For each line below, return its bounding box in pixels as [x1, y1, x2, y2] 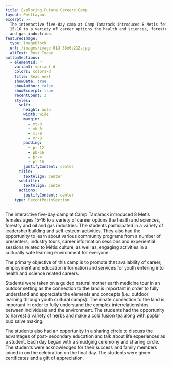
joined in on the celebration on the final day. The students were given [5, 349, 151, 355]
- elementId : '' [10, 60, 44, 65]
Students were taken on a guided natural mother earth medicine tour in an [5, 280, 160, 286]
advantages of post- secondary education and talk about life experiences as [5, 333, 165, 339]
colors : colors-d [14, 69, 51, 75]
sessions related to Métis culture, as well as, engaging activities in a [5, 243, 148, 250]
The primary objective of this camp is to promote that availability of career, [5, 259, 162, 265]
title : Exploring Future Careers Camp [5, 7, 88, 13]
